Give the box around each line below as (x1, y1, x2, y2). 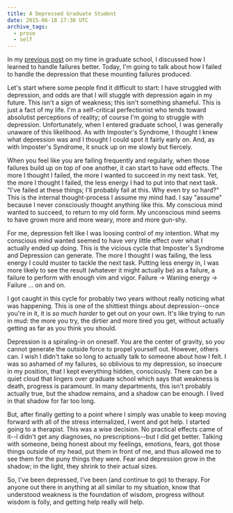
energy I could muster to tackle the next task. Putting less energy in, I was (7, 259, 219, 267)
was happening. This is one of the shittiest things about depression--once (7, 302, 220, 310)
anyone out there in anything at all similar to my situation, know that (7, 483, 200, 491)
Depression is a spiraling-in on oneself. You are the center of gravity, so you (7, 337, 225, 346)
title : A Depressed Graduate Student (7, 10, 117, 17)
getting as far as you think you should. (7, 324, 117, 332)
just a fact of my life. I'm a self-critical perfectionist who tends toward (7, 106, 207, 114)
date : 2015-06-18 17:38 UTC (7, 17, 89, 24)
